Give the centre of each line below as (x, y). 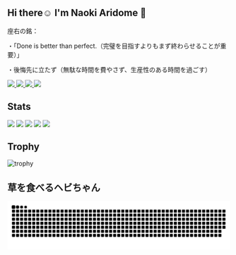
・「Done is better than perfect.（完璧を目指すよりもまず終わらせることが (114, 46)
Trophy (24, 147)
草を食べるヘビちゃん (54, 187)
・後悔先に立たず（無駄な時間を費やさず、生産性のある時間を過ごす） (110, 69)
